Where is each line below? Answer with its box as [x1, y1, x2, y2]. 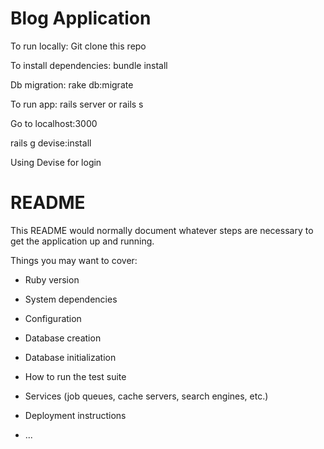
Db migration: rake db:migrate [10, 78, 134, 91]
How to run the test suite [24, 370, 127, 382]
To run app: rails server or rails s [10, 98, 144, 110]
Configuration [24, 312, 82, 324]
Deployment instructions [24, 409, 127, 421]
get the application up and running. [10, 235, 155, 247]
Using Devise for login [10, 156, 102, 168]
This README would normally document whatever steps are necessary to [10, 224, 314, 236]
